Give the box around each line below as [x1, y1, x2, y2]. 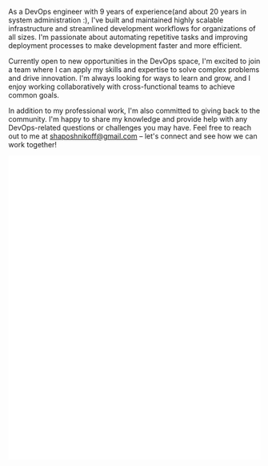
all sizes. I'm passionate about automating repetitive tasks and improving [8, 32, 248, 42]
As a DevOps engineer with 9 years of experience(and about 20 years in [8, 7, 246, 16]
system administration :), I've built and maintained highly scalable [8, 15, 224, 25]
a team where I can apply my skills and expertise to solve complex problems [8, 65, 260, 74]
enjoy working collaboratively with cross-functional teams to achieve [8, 82, 235, 91]
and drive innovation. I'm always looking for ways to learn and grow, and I [8, 74, 250, 82]
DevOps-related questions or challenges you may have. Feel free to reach [8, 123, 252, 132]
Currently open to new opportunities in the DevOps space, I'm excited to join [8, 56, 261, 66]
